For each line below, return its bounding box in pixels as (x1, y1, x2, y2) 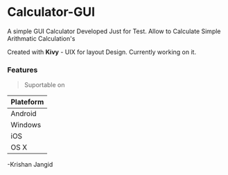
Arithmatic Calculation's (7, 34, 76, 42)
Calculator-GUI (7, 4, 96, 20)
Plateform (10, 98, 44, 107)
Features (7, 65, 38, 75)
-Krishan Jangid (7, 160, 53, 169)
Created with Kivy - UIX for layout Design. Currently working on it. (7, 48, 196, 56)
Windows (10, 120, 42, 130)
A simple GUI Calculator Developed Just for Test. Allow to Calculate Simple (7, 27, 221, 35)
